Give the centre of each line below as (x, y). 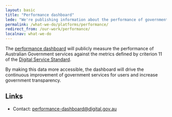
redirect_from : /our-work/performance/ (48, 29)
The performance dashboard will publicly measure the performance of (80, 48)
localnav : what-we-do (28, 34)
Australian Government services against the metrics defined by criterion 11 (84, 54)
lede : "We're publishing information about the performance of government (87, 19)
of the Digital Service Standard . (38, 59)
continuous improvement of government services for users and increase (82, 75)
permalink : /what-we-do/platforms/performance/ (57, 24)
